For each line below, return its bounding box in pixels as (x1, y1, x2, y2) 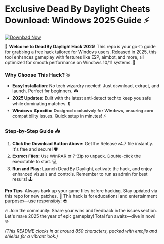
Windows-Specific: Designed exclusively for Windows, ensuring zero (12, 108, 154, 113)
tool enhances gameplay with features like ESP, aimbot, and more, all (5, 54, 144, 60)
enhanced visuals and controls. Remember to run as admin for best (12, 171, 148, 177)
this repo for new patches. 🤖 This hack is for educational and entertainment (5, 193, 157, 199)
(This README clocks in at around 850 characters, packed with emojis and (5, 228, 158, 234)
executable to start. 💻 (12, 158, 57, 164)
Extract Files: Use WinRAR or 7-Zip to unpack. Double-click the (12, 153, 141, 159)
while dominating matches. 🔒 (12, 101, 71, 107)
